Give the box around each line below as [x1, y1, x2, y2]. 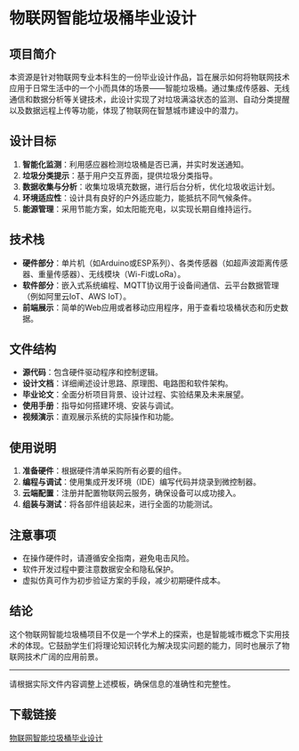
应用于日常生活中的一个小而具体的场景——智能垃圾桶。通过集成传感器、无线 [9, 83, 290, 94]
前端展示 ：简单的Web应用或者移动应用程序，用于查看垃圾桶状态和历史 [21, 302, 281, 313]
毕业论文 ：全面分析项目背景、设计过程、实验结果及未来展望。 [21, 389, 249, 400]
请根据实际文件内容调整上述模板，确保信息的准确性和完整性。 [9, 678, 236, 689]
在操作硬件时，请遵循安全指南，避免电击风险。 [21, 553, 194, 564]
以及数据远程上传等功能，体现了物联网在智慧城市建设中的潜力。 [9, 105, 243, 116]
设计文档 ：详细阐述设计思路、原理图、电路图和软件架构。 [21, 378, 233, 388]
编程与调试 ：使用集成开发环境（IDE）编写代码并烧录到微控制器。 [21, 477, 262, 487]
